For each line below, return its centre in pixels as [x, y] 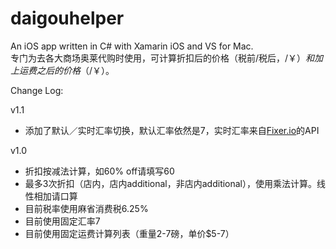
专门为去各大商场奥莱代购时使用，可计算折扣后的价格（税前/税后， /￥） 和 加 [167, 58]
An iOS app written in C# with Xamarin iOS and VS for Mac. [132, 46]
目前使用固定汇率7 [62, 221]
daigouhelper [67, 18]
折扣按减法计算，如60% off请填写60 [99, 171]
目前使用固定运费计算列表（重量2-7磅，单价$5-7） [129, 233]
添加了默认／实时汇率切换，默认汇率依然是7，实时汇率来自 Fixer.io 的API [172, 130]
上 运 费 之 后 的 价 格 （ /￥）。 [62, 70]
